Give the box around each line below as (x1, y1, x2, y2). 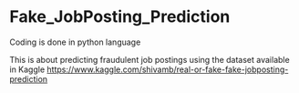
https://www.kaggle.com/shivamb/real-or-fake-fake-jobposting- (46, 64, 289, 75)
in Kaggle (9, 64, 46, 75)
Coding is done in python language (9, 36, 141, 47)
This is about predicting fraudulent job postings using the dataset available (9, 54, 290, 65)
